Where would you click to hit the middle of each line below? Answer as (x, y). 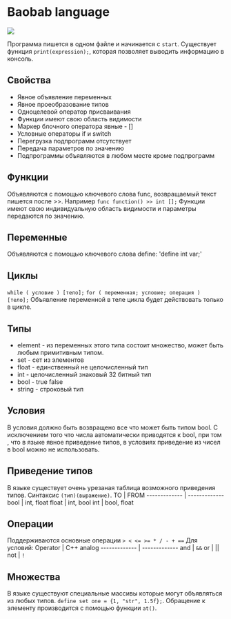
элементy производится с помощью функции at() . (82, 608)
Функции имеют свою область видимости (79, 119)
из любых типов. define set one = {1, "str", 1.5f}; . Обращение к (106, 601)
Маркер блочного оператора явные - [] (75, 126)
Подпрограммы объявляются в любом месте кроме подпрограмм (116, 155)
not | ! (16, 555)
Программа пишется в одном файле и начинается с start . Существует (112, 44)
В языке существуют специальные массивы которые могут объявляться (115, 593)
